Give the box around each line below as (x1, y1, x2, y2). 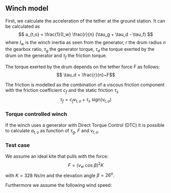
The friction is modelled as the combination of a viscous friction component (5, 82, 165, 88)
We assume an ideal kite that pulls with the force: (5, 153, 109, 160)
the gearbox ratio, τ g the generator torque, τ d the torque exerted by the (5, 46, 155, 53)
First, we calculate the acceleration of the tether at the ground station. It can (5, 17, 165, 24)
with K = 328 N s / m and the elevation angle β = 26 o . (5, 171, 115, 179)
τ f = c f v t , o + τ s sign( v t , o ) (60, 96, 112, 104)
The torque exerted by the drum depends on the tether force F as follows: (5, 64, 160, 70)
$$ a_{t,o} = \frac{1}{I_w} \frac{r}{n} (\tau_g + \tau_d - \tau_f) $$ (18, 31, 153, 37)
